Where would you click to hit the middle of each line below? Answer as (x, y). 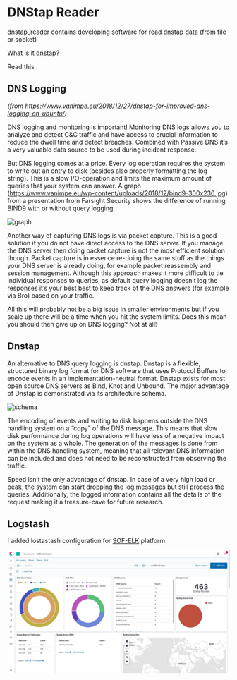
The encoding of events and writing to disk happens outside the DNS (108, 420)
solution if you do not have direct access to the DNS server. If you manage (115, 243)
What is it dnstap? (34, 53)
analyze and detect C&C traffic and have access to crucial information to (113, 134)
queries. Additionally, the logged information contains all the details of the (115, 494)
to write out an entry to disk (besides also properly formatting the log (108, 171)
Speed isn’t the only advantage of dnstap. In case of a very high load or (111, 479)
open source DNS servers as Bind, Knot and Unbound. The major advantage (118, 386)
